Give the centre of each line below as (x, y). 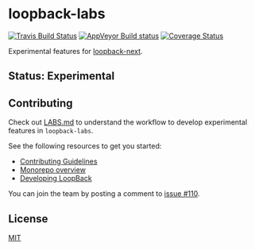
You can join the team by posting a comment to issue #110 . (104, 194)
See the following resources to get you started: (85, 146)
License (28, 219)
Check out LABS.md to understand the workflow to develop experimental (128, 122)
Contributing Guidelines (58, 162)
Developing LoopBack (56, 179)
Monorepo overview (52, 170)
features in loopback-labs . (51, 131)
